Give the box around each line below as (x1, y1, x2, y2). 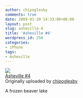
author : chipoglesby (5, 7, 48, 13)
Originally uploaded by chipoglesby (5, 78, 78, 84)
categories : (5, 40, 30, 45)
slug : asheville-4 (5, 26, 43, 31)
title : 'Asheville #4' (5, 31, 52, 36)
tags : (5, 49, 16, 54)
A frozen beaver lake (5, 88, 48, 94)
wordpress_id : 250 (5, 36, 43, 41)
